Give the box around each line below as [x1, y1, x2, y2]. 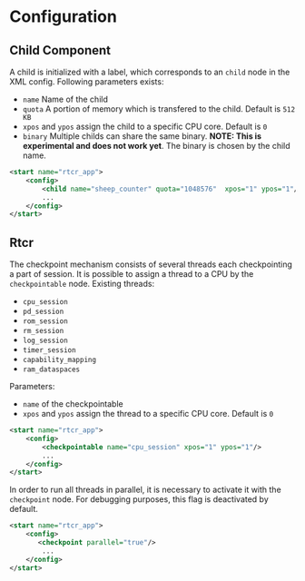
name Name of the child [22, 94, 109, 104]
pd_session [22, 307, 64, 317]
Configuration [9, 6, 118, 27]
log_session [22, 336, 68, 346]
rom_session [22, 317, 68, 326]
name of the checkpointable [22, 399, 124, 409]
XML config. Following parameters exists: [9, 76, 164, 87]
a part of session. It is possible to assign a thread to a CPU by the [9, 269, 254, 280]
